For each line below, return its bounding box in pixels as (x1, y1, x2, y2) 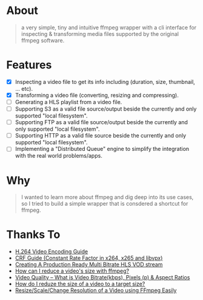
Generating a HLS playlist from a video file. (15, 99, 122, 105)
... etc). (15, 85, 33, 92)
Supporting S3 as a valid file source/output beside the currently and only (15, 105, 197, 113)
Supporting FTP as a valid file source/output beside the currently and (15, 119, 188, 126)
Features (6, 58, 52, 72)
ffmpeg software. (21, 37, 65, 44)
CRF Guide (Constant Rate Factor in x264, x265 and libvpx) (15, 254, 163, 262)
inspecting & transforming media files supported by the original (21, 30, 179, 37)
